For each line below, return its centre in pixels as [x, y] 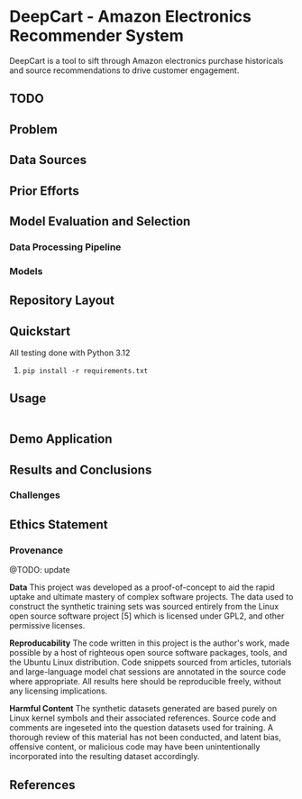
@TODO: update [40, 570]
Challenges [35, 495]
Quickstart [40, 331]
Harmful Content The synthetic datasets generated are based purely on [143, 709]
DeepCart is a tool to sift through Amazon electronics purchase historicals [146, 60]
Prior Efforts [44, 191]
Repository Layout [62, 301]
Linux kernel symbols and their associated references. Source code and [143, 718]
